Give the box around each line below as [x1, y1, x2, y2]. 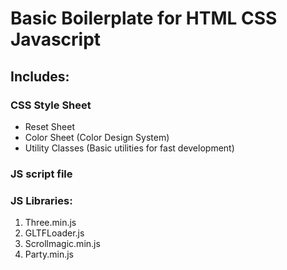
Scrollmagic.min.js [24, 238, 101, 250]
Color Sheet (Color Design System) [24, 131, 170, 143]
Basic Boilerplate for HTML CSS [10, 7, 278, 30]
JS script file [10, 167, 73, 181]
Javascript [10, 28, 102, 51]
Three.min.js [24, 217, 77, 229]
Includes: [10, 68, 70, 85]
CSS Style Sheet [10, 98, 92, 112]
